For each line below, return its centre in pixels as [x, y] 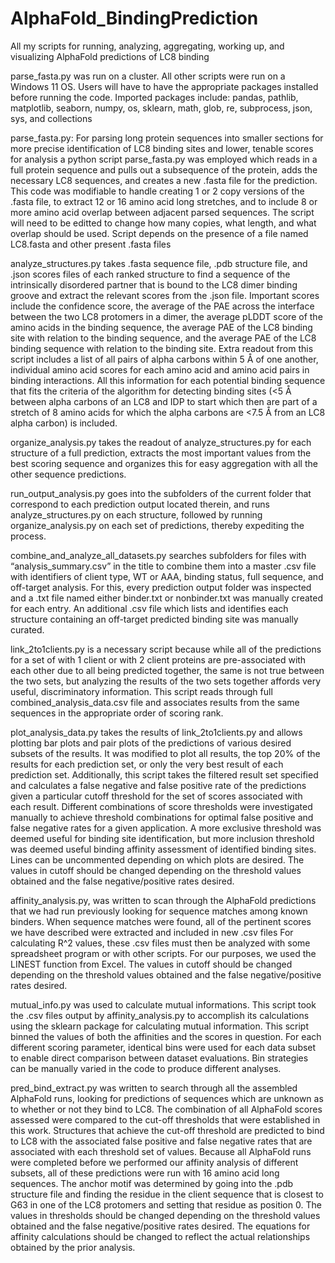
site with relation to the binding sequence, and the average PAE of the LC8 [163, 338]
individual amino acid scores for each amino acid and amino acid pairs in [160, 369]
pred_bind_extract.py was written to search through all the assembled [154, 1088]
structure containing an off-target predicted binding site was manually [154, 619]
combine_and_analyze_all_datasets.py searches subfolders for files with [158, 555]
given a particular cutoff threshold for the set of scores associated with [156, 796]
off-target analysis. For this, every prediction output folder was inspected [161, 587]
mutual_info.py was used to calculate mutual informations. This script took [163, 1004]
